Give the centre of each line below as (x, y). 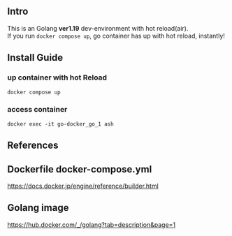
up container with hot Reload (57, 78)
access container (37, 110)
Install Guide (35, 58)
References (33, 146)
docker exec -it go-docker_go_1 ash (60, 124)
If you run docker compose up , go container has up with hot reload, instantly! (116, 36)
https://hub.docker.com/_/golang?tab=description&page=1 (92, 224)
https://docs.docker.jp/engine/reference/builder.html (83, 186)
